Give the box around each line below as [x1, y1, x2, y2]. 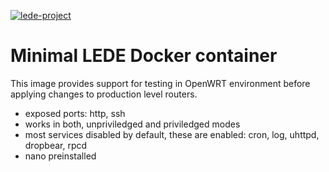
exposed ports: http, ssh [24, 107, 126, 119]
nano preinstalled [24, 150, 97, 162]
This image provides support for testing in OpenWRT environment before [10, 77, 311, 89]
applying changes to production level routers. [10, 88, 198, 100]
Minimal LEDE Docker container [10, 45, 278, 67]
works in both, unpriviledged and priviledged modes [24, 118, 241, 130]
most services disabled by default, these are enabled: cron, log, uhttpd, [24, 128, 320, 140]
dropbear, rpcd [24, 139, 88, 151]
